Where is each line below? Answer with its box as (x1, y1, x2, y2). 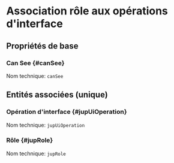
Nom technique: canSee (6, 72, 64, 79)
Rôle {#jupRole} (6, 136, 53, 144)
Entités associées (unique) (6, 90, 108, 100)
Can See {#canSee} (6, 59, 65, 67)
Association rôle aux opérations (6, 4, 168, 18)
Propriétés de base (6, 41, 79, 51)
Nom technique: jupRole (6, 150, 66, 157)
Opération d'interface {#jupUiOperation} (6, 108, 127, 116)
